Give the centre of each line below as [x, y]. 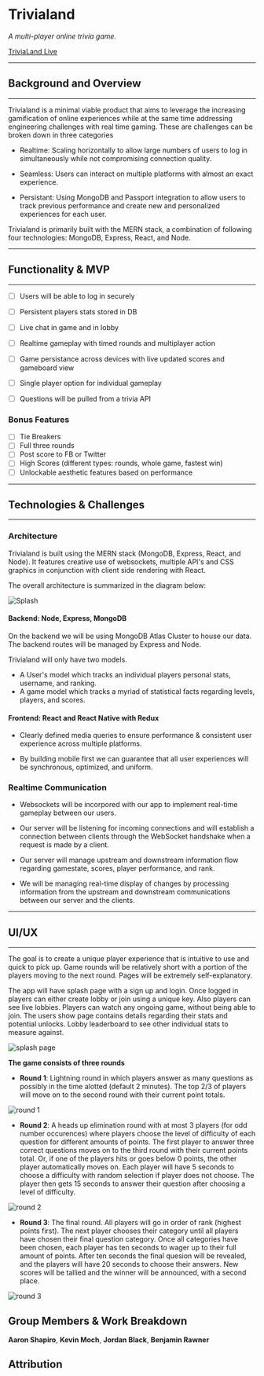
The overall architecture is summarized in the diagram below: [107, 585]
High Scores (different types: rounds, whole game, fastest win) [121, 463]
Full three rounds [47, 446]
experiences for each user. [63, 214]
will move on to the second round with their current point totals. [122, 1095]
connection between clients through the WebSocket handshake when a [135, 837]
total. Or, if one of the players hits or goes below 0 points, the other [128, 1159]
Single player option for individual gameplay [91, 383]
